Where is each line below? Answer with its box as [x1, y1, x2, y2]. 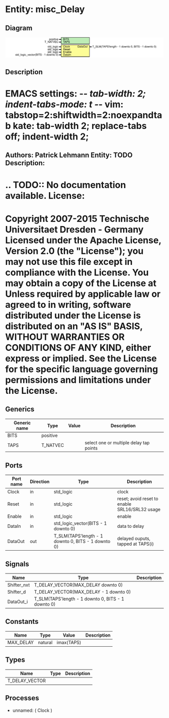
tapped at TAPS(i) [117, 541, 154, 547]
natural [38, 640, 53, 646]
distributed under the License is [5, 309, 141, 321]
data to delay [117, 523, 144, 529]
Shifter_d [7, 589, 26, 595]
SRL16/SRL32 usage [117, 506, 161, 512]
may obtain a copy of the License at [5, 277, 157, 289]
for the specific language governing [5, 363, 158, 375]
